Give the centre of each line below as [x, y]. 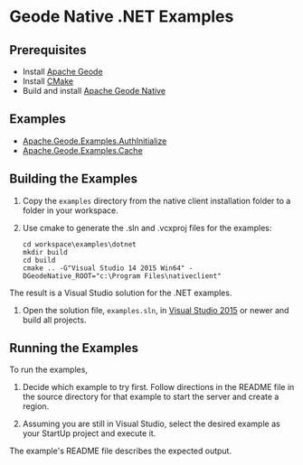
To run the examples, [49, 370]
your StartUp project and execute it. [89, 433]
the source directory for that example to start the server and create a [151, 397]
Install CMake [48, 81]
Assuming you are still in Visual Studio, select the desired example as [151, 424]
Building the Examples [74, 179]
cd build [39, 260]
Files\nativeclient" [183, 276]
